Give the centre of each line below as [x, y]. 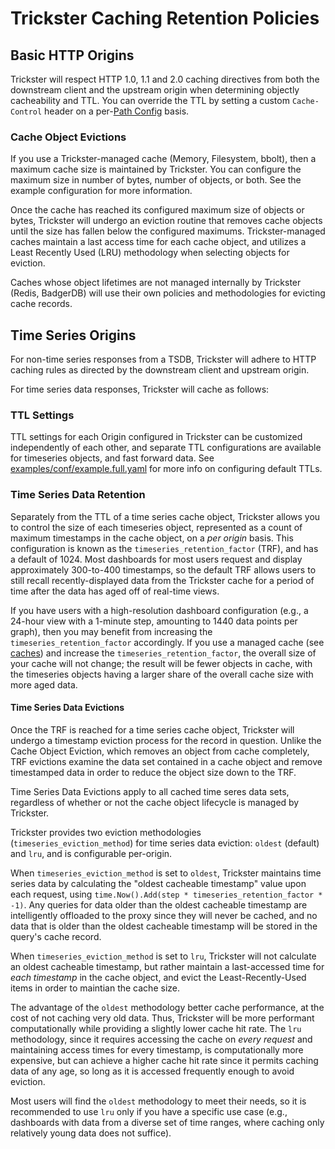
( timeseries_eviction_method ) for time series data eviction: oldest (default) [165, 843]
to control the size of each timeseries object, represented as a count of [156, 527]
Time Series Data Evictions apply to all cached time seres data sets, [150, 791]
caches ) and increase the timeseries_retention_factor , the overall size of [163, 653]
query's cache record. [56, 936]
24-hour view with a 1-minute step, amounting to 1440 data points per [154, 621]
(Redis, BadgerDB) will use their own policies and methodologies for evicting [168, 293]
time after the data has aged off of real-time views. [115, 591]
